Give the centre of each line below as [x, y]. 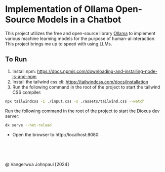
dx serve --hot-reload [28, 125]
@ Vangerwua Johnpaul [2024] [37, 164]
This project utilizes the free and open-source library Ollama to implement [80, 33]
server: [12, 116]
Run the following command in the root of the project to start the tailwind [86, 87]
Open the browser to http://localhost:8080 [55, 134]
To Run [16, 60]
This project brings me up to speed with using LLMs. [59, 43]
